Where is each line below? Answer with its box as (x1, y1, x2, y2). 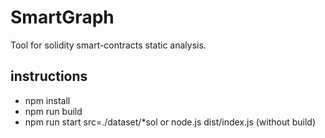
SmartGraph (10, 6, 115, 29)
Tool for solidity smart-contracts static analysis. (10, 39, 207, 51)
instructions (10, 68, 88, 85)
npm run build (24, 105, 83, 117)
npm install (24, 94, 71, 106)
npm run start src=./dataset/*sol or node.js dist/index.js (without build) (24, 116, 317, 128)
